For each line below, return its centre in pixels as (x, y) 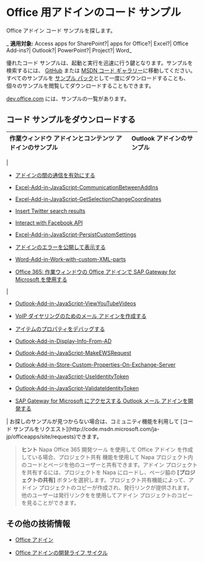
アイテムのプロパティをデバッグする (60, 329)
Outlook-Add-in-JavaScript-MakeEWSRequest (73, 353)
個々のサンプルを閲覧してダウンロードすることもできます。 (80, 85)
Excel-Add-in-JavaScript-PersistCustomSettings (76, 234)
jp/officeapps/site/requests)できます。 (54, 437)
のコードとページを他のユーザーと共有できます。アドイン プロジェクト (109, 465)
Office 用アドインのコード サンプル (94, 12)
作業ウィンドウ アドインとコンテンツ (62, 138)
